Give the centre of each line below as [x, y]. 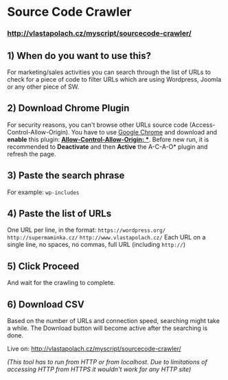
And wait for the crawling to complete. [61, 283]
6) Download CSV [46, 304]
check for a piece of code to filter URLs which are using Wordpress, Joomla [114, 79]
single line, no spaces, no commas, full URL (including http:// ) [96, 245]
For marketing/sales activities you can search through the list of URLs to [109, 72]
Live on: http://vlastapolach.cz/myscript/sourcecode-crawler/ [94, 348]
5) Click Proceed [43, 266]
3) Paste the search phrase [66, 176]
